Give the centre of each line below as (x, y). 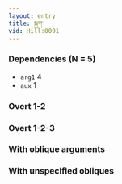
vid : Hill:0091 (34, 31)
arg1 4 (31, 77)
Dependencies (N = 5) (52, 59)
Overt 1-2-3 (32, 128)
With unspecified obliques (61, 171)
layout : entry (32, 16)
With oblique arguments (57, 149)
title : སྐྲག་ (26, 23)
